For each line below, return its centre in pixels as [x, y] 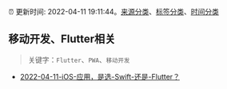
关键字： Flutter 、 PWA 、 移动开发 [79, 60]
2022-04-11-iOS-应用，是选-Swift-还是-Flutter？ [100, 76]
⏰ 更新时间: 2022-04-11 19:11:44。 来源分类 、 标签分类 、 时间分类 [114, 12]
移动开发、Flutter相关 [62, 39]
